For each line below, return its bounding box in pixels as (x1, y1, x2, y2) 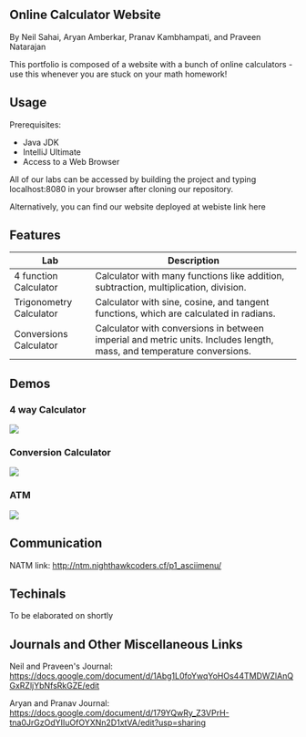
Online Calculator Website (9, 7, 161, 23)
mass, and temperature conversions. (95, 345, 252, 358)
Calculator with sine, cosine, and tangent (95, 296, 270, 309)
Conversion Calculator (9, 446, 111, 459)
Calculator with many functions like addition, (95, 270, 285, 282)
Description (168, 254, 220, 267)
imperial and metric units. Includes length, (95, 333, 274, 346)
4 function (14, 270, 58, 282)
